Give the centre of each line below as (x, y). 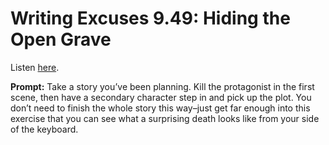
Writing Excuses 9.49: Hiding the (150, 18)
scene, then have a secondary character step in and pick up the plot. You (161, 97)
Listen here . (35, 67)
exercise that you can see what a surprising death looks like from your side (165, 118)
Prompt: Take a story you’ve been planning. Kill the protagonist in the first (162, 86)
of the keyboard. (44, 129)
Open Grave (61, 39)
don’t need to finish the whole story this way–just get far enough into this (160, 108)
